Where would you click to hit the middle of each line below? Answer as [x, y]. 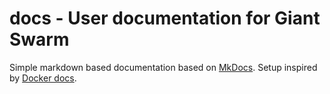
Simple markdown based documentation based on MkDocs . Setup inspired [163, 67]
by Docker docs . [43, 78]
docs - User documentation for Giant [165, 18]
